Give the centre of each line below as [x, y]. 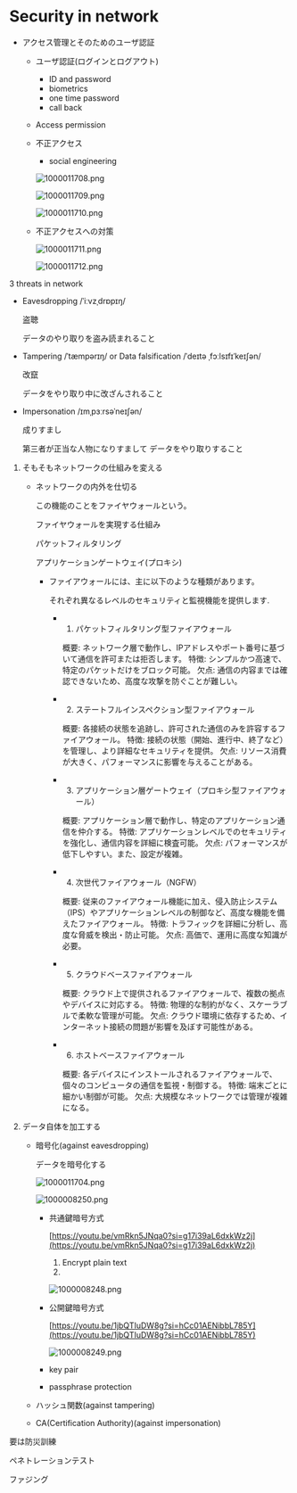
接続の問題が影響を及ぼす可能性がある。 [184, 1027]
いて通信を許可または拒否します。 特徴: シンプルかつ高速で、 [174, 658]
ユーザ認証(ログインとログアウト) [97, 61]
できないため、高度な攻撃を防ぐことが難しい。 [156, 681]
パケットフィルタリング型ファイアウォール [153, 628]
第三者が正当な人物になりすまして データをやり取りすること [132, 449]
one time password [84, 98]
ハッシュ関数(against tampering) [95, 1405]
